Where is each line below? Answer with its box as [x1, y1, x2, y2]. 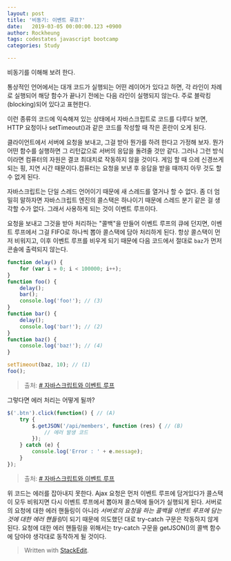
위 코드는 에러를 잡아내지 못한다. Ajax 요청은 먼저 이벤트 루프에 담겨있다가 [7, 488, 205, 497]
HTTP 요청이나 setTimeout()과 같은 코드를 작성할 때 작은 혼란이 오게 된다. [7, 124, 207, 131]
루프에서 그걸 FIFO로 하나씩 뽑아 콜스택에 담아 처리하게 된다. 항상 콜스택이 [14, 228, 214, 236]
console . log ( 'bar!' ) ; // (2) [19, 323, 103, 330]
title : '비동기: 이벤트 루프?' [7, 17, 86, 23]
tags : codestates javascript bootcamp [7, 36, 119, 43]
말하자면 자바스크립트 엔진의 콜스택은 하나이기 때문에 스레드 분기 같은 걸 [19, 196, 214, 204]
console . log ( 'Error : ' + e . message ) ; [32, 448, 143, 455]
